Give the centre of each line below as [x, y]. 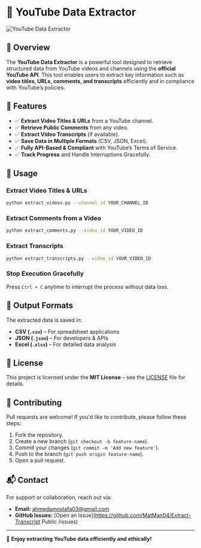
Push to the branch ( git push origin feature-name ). [79, 454]
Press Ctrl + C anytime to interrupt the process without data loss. [87, 287]
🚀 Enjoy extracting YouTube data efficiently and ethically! [79, 539]
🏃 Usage [22, 173]
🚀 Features [27, 106]
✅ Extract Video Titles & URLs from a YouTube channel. [84, 121]
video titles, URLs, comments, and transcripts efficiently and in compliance [100, 81]
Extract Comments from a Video [54, 218]
